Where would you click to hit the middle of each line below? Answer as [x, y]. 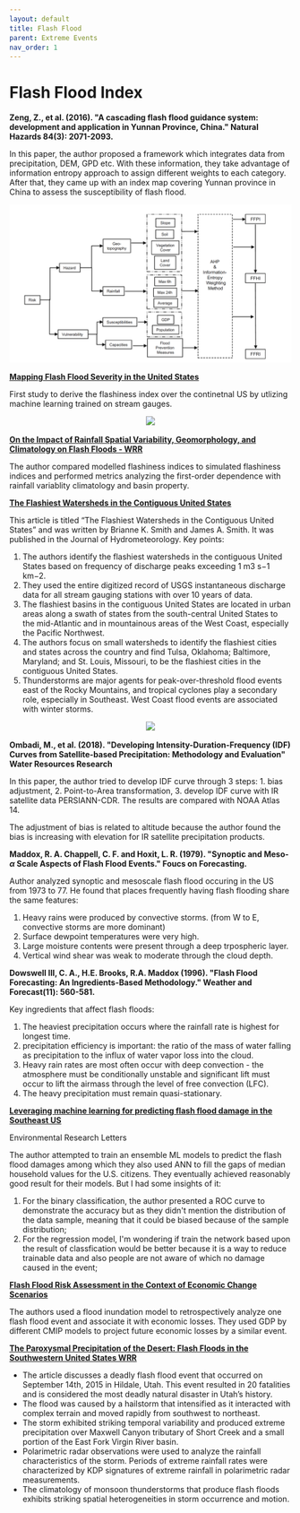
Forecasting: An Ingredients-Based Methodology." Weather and [131, 982]
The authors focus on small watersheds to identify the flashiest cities [150, 642]
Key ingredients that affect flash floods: [82, 1009]
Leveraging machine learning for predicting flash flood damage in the [141, 1111]
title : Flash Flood [46, 28]
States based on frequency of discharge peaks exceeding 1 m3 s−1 [146, 566]
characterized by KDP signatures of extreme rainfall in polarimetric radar [156, 1470]
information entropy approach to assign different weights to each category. [148, 173]
